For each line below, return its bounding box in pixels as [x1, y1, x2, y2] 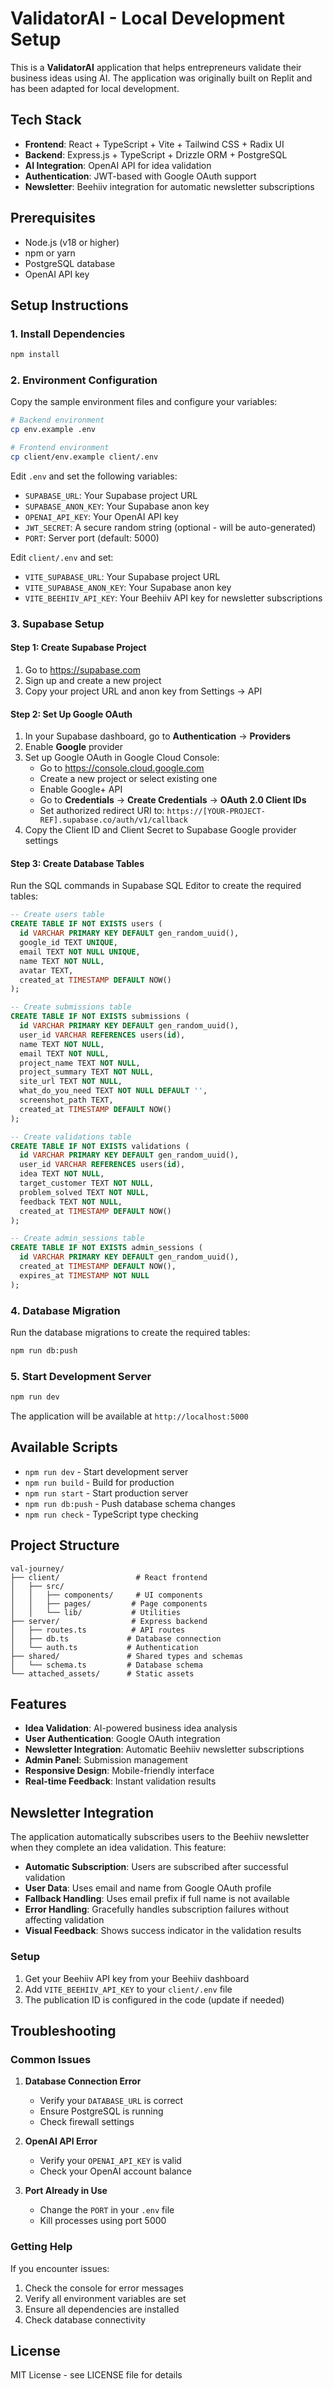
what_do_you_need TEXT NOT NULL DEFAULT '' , [19, 1086, 208, 1096]
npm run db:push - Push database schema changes [24, 1497, 236, 1509]
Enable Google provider [24, 741, 124, 753]
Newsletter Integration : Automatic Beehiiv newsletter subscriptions [24, 1743, 305, 1756]
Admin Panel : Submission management [24, 1754, 188, 1766]
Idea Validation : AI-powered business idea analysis [24, 1722, 238, 1734]
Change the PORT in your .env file [39, 2204, 175, 2216]
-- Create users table [10, 910, 105, 920]
